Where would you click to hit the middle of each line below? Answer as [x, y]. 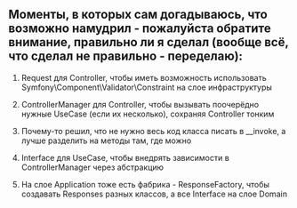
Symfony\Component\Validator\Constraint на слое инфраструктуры [147, 87]
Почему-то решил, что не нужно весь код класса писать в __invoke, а [153, 131]
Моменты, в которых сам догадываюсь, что [138, 15]
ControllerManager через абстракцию [92, 167]
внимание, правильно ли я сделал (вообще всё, [148, 42]
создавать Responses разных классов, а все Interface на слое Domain [154, 194]
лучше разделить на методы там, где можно [106, 140]
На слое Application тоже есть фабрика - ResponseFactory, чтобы [145, 184]
